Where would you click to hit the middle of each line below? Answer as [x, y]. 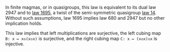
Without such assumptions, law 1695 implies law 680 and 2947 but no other [85, 18]
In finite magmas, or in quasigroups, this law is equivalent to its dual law [81, 7]
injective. [15, 44]
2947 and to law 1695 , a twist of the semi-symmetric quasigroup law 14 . [81, 13]
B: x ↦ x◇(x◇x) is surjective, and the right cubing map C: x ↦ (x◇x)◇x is [81, 38]
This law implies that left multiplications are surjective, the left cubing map [83, 33]
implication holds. [24, 23]
